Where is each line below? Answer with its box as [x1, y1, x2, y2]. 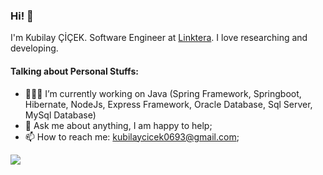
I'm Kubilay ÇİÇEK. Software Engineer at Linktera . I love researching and [10, 32, 308, 44]
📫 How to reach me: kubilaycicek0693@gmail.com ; [24, 130, 240, 143]
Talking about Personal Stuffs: [10, 65, 139, 77]
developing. [10, 42, 59, 54]
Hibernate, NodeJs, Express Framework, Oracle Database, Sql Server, [24, 98, 313, 110]
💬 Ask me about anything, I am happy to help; [24, 119, 213, 131]
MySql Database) [24, 109, 97, 121]
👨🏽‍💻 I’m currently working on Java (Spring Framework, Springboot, [24, 87, 302, 99]
